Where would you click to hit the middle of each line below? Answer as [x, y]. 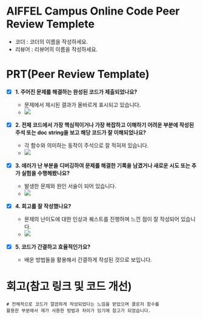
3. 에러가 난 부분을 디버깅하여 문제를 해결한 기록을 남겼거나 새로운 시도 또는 [103, 166]
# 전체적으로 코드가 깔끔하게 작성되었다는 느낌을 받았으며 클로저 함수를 [83, 304]
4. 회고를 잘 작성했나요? [43, 206]
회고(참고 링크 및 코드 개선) [69, 286]
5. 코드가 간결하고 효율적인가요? [53, 247]
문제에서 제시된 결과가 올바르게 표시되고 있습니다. [82, 105]
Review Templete [51, 24]
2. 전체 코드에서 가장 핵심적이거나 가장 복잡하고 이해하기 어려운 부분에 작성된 [105, 125]
